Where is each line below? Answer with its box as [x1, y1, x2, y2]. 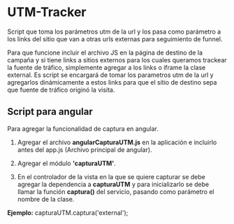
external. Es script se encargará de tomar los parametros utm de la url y [7, 71, 214, 79]
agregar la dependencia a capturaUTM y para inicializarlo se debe [17, 180, 210, 188]
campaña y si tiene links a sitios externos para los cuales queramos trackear [7, 55, 227, 64]
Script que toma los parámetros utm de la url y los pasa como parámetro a [7, 27, 221, 36]
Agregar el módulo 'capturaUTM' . [17, 159, 117, 167]
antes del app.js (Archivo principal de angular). [17, 145, 152, 154]
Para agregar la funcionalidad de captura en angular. [7, 124, 159, 133]
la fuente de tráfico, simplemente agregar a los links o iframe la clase [7, 63, 206, 71]
